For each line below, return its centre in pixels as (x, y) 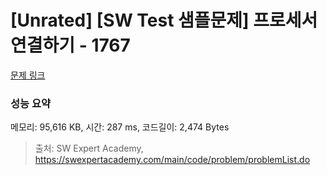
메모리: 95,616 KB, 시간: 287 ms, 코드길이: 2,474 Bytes (120, 127)
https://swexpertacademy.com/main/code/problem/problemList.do (172, 160)
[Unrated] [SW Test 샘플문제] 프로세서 (164, 20)
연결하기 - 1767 (70, 45)
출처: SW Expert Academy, (89, 148)
